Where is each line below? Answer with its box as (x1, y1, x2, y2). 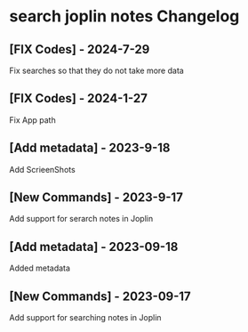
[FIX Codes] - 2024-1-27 (9, 91, 148, 106)
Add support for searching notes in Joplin (9, 312, 162, 323)
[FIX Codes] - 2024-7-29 (9, 42, 150, 57)
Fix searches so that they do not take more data (9, 65, 184, 76)
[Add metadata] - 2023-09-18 (9, 239, 179, 255)
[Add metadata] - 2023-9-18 (9, 141, 171, 156)
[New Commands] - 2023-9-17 (9, 190, 184, 206)
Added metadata (9, 263, 71, 273)
